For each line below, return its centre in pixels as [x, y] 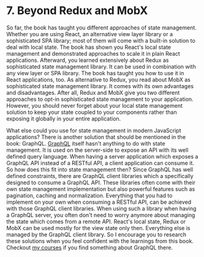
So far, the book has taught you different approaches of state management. [102, 28]
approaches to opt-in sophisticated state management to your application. [100, 99]
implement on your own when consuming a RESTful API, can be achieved [99, 202]
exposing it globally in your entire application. [64, 118]
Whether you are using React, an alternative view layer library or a [90, 34]
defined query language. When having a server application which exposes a [102, 156]
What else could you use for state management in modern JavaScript [94, 130]
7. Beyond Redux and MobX [77, 11]
